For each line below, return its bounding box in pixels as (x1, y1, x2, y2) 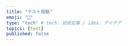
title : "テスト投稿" (6, 8, 52, 15)
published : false (6, 31, 49, 37)
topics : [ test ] (6, 25, 44, 32)
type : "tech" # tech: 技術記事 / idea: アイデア (6, 20, 122, 26)
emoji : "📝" (6, 14, 33, 20)
